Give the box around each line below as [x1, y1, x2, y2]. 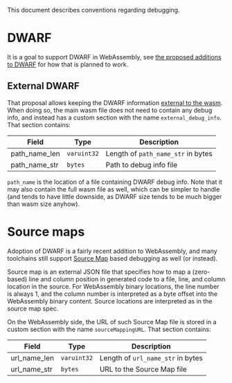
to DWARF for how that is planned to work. [7, 60, 129, 68]
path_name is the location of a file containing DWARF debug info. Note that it [7, 178, 223, 186]
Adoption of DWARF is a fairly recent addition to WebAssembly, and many [7, 247, 217, 255]
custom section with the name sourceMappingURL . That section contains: [7, 325, 211, 333]
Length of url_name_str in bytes [99, 353, 203, 362]
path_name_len [10, 149, 60, 158]
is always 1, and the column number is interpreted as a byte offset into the [7, 290, 218, 298]
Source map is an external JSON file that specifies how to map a [7, 268, 191, 276]
